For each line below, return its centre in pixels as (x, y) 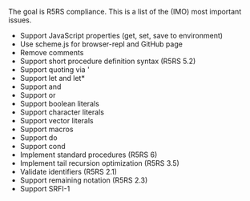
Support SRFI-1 (45, 189)
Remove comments (52, 52)
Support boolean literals (60, 104)
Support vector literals (56, 121)
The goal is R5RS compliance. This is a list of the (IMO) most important (125, 12)
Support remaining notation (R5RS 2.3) (84, 180)
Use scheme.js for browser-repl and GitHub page (101, 44)
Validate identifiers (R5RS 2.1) (69, 172)
